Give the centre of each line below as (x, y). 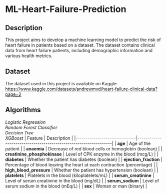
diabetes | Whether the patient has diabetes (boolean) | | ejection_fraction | (84, 159)
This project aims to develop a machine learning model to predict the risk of (83, 40)
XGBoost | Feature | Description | (39, 138)
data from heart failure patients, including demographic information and (79, 50)
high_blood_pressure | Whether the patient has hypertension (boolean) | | (82, 170)
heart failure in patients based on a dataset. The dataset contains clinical (80, 45)
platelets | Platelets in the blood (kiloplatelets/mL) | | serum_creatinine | (80, 175)
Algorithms (23, 110)
